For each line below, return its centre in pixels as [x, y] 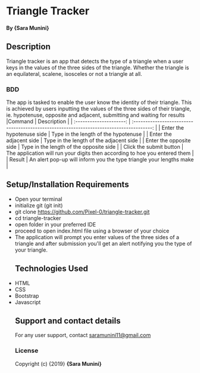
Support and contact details [68, 321]
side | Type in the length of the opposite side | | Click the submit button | [95, 146]
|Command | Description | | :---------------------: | [68, 121]
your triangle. [31, 250]
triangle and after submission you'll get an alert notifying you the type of [103, 243]
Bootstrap [27, 296]
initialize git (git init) [39, 205]
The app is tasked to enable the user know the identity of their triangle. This [99, 102]
